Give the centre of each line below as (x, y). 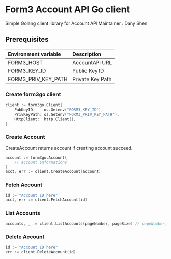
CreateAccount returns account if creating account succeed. (69, 148)
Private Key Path (92, 79)
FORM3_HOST (25, 62)
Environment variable (34, 54)
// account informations (41, 162)
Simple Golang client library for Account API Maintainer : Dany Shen (76, 23)
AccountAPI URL (92, 62)
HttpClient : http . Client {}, (45, 119)
